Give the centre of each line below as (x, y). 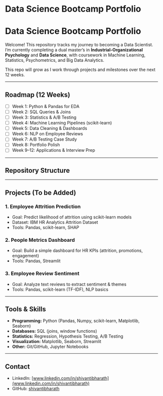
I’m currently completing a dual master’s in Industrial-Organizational (74, 50)
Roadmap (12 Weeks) (38, 95)
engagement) (25, 256)
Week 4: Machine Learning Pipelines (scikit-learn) (62, 123)
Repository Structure (38, 171)
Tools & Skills (25, 309)
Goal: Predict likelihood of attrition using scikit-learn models (72, 217)
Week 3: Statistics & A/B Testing (44, 117)
